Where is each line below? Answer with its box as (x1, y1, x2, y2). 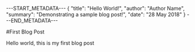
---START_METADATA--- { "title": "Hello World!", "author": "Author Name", (6, 5, 185, 12)
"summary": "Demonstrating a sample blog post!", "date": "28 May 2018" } (6, 11, 186, 18)
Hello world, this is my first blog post (6, 40, 95, 46)
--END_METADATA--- (6, 17, 59, 24)
